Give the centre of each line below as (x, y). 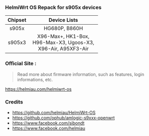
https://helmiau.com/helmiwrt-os (38, 89)
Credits (14, 102)
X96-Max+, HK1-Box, (63, 36)
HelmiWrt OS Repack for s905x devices (53, 7)
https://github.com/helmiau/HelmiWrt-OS (54, 112)
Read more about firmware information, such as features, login (80, 74)
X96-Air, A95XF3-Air (63, 49)
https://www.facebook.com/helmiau (49, 128)
